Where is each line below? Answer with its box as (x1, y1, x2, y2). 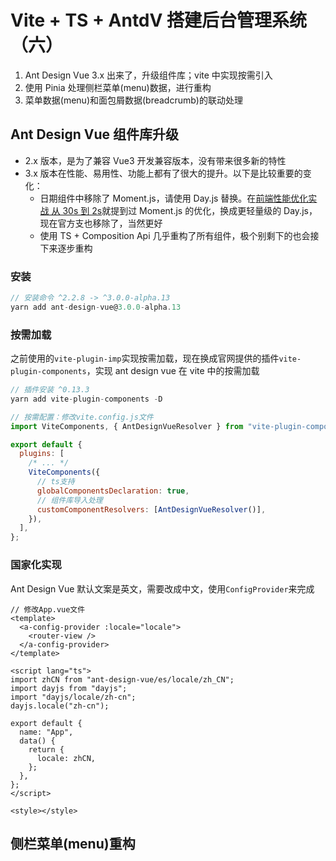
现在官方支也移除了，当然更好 (39, 217, 163, 229)
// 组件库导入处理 (36, 495, 103, 505)
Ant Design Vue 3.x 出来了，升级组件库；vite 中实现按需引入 (24, 69, 273, 81)
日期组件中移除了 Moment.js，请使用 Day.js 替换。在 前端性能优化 (39, 192, 309, 204)
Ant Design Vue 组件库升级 (10, 126, 180, 143)
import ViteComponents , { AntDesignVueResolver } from (10, 421, 244, 431)
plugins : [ (19, 449, 65, 459)
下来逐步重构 (39, 242, 93, 254)
